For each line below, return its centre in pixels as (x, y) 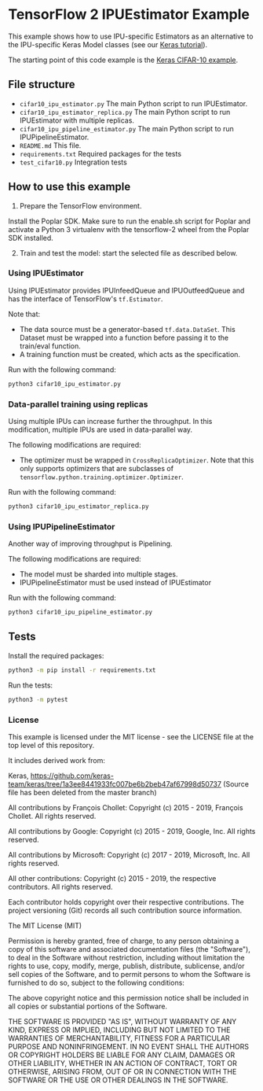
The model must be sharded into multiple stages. (99, 574)
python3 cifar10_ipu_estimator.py (65, 384)
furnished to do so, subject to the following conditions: (96, 982)
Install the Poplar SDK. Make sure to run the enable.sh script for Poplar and (130, 221)
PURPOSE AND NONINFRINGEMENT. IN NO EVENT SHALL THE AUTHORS (129, 1046)
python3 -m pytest (38, 699)
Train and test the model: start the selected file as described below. (128, 252)
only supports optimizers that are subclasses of (97, 469)
